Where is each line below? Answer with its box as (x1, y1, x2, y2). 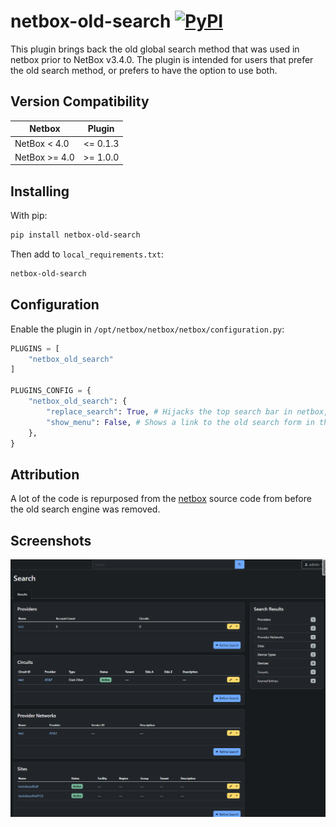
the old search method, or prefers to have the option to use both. (10, 64, 278, 76)
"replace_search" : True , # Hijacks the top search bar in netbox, (46, 406, 329, 417)
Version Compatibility (10, 93, 150, 110)
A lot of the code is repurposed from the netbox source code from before (10, 493, 312, 505)
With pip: (10, 210, 48, 222)
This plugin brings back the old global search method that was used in (10, 43, 300, 55)
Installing (10, 183, 70, 200)
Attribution (10, 466, 80, 483)
